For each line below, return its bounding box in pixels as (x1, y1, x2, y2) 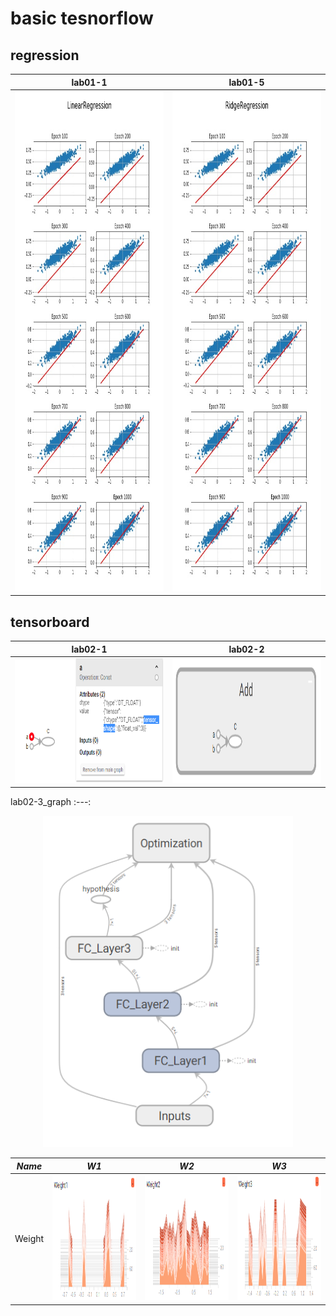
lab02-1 (71, 643, 108, 655)
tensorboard (10, 613, 90, 631)
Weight (14, 1233, 45, 1245)
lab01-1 (71, 76, 108, 88)
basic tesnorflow (10, 7, 154, 30)
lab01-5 (228, 76, 265, 88)
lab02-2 (228, 643, 265, 655)
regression (10, 47, 80, 64)
